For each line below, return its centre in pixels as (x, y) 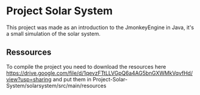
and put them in (72, 79)
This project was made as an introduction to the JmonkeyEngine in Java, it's (100, 27)
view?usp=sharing (29, 79)
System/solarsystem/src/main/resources (56, 85)
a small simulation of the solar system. (53, 33)
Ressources (29, 53)
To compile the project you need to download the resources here (86, 66)
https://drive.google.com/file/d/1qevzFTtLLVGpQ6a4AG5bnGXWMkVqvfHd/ (99, 73)
